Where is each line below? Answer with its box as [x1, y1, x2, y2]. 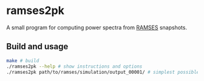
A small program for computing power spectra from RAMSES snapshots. [6, 24, 187, 31]
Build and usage [6, 41, 69, 52]
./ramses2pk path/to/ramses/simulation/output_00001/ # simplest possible [6, 69, 200, 75]
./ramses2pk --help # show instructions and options [6, 63, 143, 69]
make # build [6, 57, 39, 64]
